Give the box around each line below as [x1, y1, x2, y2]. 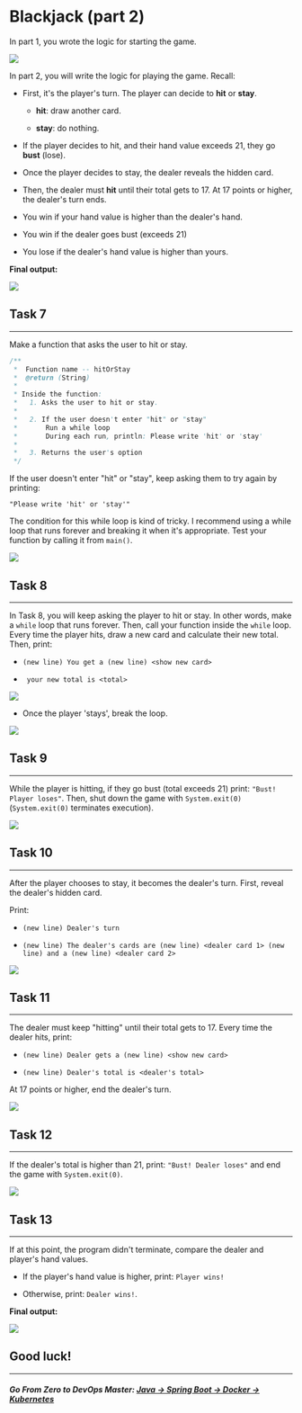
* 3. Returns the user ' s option [13, 448, 143, 458]
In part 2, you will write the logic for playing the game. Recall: [9, 70, 235, 81]
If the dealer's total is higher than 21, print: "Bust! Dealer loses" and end [9, 1159, 281, 1170]
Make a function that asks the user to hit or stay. [9, 339, 189, 350]
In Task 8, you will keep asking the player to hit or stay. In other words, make [9, 610, 292, 621]
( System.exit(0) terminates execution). [9, 802, 155, 813]
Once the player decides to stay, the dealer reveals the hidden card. [22, 166, 274, 177]
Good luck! [9, 1349, 72, 1364]
